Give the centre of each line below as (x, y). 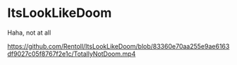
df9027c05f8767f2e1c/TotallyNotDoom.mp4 (72, 54)
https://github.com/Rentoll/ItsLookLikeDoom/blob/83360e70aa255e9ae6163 (119, 46)
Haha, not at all (29, 32)
